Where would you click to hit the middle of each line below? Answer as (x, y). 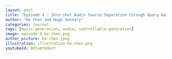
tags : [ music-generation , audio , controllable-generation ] (70, 29)
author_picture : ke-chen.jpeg (38, 39)
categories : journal (27, 24)
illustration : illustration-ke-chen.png (49, 44)
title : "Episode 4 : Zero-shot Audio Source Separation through (75, 15)
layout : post (19, 10)
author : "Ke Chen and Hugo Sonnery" (44, 19)
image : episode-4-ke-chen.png (38, 34)
